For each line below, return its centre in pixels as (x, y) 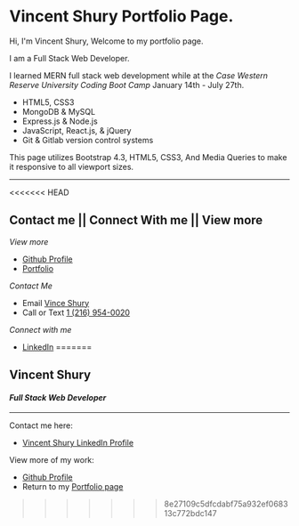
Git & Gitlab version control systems (88, 140)
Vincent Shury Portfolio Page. (121, 16)
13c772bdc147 (190, 514)
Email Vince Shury (56, 303)
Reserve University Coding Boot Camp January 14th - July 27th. (127, 85)
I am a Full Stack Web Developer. (69, 58)
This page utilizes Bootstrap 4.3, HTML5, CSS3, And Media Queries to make (148, 157)
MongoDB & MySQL (59, 111)
